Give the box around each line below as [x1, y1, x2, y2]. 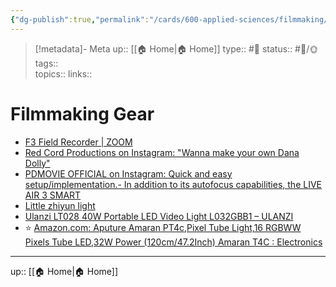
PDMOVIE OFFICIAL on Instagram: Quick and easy [24, 167, 233, 180]
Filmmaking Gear [10, 102, 155, 125]
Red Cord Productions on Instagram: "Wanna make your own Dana [24, 146, 300, 158]
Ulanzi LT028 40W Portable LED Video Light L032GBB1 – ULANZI [24, 210, 294, 222]
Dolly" [24, 157, 51, 169]
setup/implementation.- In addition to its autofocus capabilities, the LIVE [24, 178, 322, 190]
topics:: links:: [34, 67, 93, 80]
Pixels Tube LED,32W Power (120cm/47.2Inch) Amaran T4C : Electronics [24, 236, 323, 248]
